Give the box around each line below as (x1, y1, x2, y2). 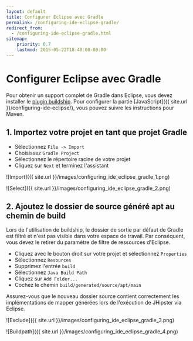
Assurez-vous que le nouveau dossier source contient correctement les (6, 293, 180, 300)
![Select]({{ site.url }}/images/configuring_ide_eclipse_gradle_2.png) (6, 185, 171, 192)
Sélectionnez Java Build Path (14, 269, 87, 276)
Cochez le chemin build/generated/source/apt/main (14, 282, 142, 289)
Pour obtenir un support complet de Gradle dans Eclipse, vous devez (6, 92, 173, 99)
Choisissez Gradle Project (14, 149, 80, 156)
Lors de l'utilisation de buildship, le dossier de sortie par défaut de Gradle (6, 226, 184, 233)
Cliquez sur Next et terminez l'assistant (14, 162, 109, 169)
